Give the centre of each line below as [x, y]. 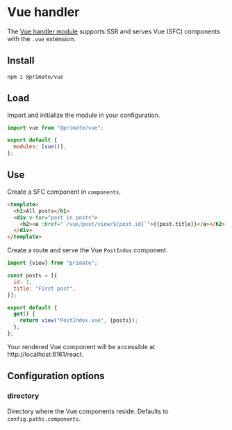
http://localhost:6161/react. [45, 354]
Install [21, 61]
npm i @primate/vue [35, 77]
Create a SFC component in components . [64, 192]
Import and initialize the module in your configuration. [84, 115]
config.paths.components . [44, 418]
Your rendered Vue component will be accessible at [81, 346]
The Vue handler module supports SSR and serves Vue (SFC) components [114, 31]
